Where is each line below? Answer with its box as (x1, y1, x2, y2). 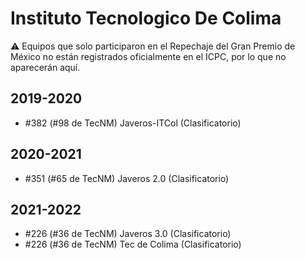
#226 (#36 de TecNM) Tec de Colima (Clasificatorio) (24, 238, 242, 251)
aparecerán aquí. (10, 61, 81, 73)
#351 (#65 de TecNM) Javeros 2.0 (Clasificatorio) (24, 172, 230, 184)
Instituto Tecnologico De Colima (10, 7, 282, 30)
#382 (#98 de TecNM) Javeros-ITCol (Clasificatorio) (24, 117, 242, 129)
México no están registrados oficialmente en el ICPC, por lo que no (10, 50, 287, 62)
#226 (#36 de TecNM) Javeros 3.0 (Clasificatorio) (24, 228, 232, 240)
